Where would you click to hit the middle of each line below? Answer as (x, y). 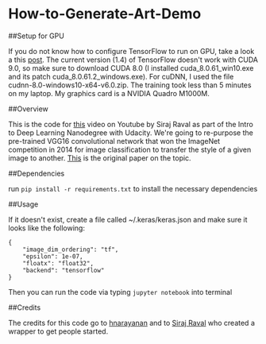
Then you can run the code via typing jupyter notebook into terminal (120, 292)
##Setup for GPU (37, 36)
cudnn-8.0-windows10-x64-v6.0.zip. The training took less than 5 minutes (130, 85)
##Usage (23, 204)
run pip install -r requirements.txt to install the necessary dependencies (133, 188)
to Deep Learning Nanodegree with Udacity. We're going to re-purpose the (131, 133)
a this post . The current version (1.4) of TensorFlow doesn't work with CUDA (133, 60)
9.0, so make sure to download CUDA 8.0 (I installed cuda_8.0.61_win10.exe (131, 68)
